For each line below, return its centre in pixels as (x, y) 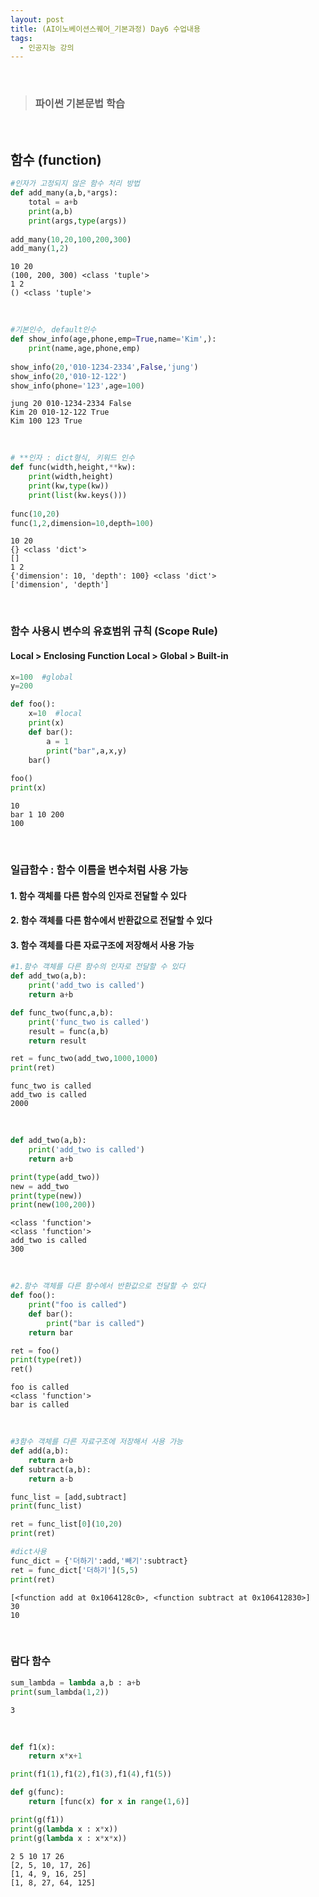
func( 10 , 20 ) (35, 514)
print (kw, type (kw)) (69, 486)
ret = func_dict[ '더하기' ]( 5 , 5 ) (74, 1570)
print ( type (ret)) (46, 1360)
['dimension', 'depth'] (60, 585)
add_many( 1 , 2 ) (40, 249)
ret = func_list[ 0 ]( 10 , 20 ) (66, 1524)
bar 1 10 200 (37, 815)
